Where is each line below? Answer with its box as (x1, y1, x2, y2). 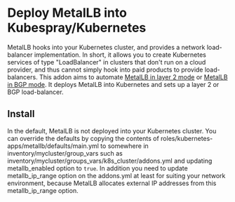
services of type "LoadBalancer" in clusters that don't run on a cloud (7, 58, 206, 66)
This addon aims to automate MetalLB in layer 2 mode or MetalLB (39, 72, 228, 81)
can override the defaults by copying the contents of (7, 134, 159, 142)
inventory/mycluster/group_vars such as (7, 149, 123, 157)
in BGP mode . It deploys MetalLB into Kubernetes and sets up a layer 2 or (7, 80, 220, 88)
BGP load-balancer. (7, 88, 64, 96)
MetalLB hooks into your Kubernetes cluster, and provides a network (7, 43, 206, 51)
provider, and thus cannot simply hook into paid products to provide (7, 65, 203, 74)
